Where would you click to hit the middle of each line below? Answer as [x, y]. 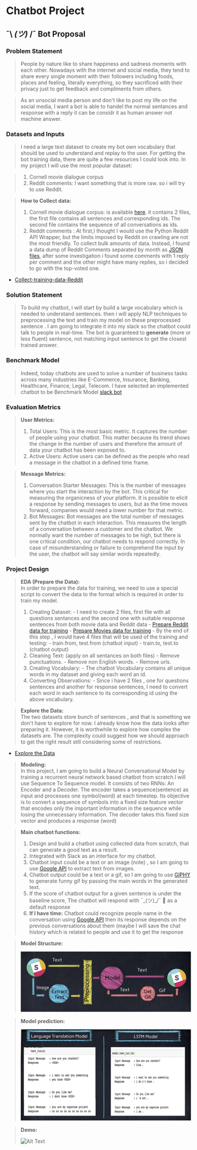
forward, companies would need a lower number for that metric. [106, 510]
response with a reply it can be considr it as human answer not [96, 112]
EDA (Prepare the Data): [50, 582]
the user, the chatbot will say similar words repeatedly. [95, 554]
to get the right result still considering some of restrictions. [91, 742]
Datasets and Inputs [35, 134]
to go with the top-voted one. [64, 268]
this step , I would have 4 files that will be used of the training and [108, 637]
